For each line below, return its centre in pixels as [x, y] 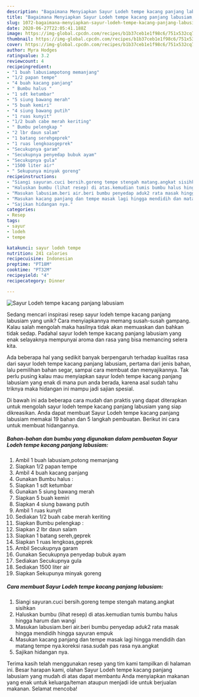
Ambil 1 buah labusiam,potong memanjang [67, 460]
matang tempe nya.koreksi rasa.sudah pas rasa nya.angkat [87, 646]
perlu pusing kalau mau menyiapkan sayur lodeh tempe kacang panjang [94, 376]
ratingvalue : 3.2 [28, 56]
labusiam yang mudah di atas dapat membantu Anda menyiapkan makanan [98, 676]
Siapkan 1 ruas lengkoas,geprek [54, 541]
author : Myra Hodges [32, 50]
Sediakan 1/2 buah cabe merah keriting [63, 517]
